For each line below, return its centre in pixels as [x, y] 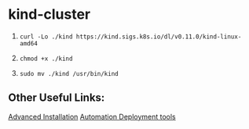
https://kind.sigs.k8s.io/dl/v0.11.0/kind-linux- [159, 37]
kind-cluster [49, 14]
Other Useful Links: [57, 98]
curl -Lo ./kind [46, 37]
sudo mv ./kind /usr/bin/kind [69, 73]
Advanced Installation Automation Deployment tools [92, 116]
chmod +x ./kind [46, 59]
